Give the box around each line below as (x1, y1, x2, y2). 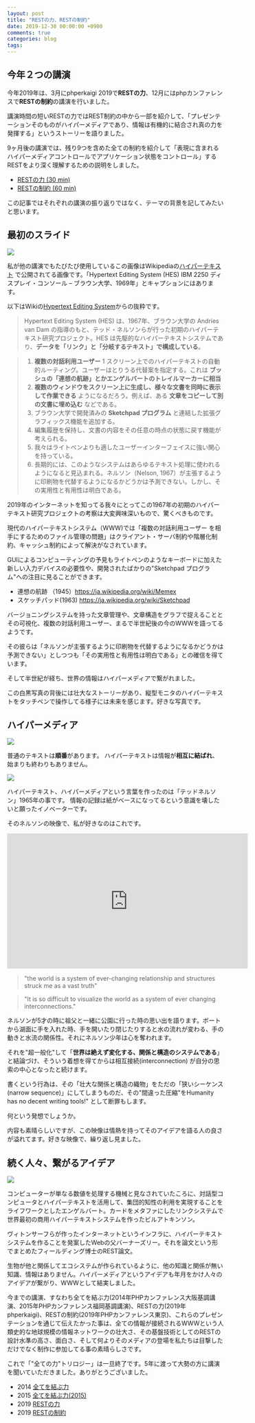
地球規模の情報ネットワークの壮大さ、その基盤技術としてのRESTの (30, 1327, 221, 1336)
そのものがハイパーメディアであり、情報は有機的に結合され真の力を (30, 120, 223, 128)
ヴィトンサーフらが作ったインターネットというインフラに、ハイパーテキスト (7, 1230, 223, 1238)
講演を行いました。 (58, 97, 113, 105)
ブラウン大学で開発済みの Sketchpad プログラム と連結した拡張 (34, 408, 215, 416)
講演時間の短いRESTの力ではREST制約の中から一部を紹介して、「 (7, 111, 191, 120)
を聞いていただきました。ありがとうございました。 (7, 1368, 152, 1376)
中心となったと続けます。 (19, 1066, 91, 1074)
